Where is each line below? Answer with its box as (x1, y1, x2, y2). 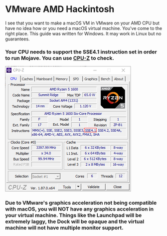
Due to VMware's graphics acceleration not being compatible (5, 200, 157, 207)
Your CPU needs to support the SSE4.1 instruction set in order (5, 48, 157, 55)
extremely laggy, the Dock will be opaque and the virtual (5, 218, 145, 225)
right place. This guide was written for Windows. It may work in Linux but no (5, 30, 162, 36)
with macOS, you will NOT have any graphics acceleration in (5, 206, 154, 213)
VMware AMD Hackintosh (5, 3, 115, 15)
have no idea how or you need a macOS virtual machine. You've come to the (5, 25, 163, 31)
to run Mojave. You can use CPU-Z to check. (5, 54, 115, 61)
